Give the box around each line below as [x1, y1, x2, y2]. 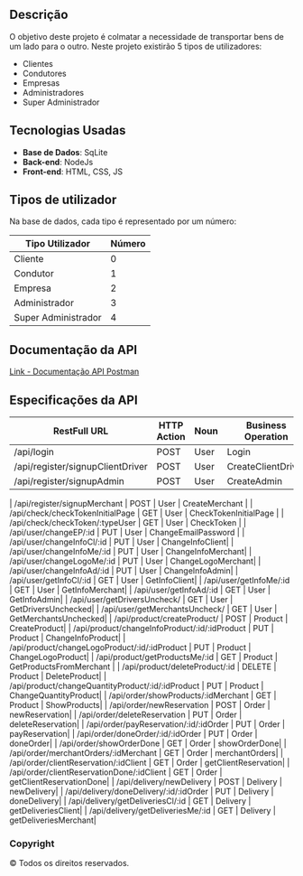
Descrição [9, 7, 69, 23]
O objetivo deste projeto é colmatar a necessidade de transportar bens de [9, 31, 284, 42]
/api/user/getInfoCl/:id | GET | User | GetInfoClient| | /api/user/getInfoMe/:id [9, 575, 290, 586]
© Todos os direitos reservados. [9, 858, 130, 869]
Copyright [9, 837, 55, 850]
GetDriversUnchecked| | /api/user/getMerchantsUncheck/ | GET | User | [9, 604, 278, 615]
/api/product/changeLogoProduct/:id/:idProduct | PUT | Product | [9, 642, 252, 653]
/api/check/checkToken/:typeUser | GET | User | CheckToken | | [9, 517, 246, 528]
